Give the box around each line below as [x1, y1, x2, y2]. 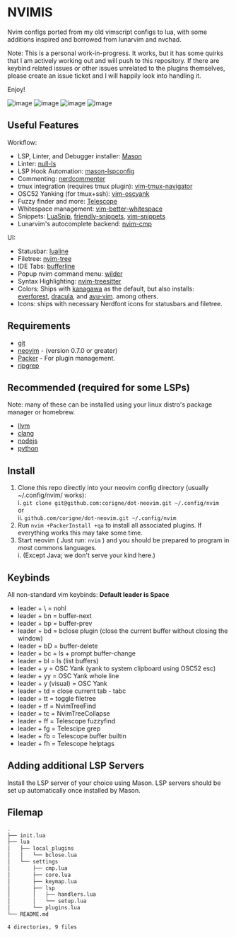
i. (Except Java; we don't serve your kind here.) [17, 551, 155, 559]
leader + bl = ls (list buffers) [17, 657, 99, 665]
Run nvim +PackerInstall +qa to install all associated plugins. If [17, 521, 202, 530]
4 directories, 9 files [7, 924, 78, 931]
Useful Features [7, 120, 79, 132]
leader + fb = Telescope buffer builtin [17, 732, 127, 740]
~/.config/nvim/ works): [17, 491, 87, 499]
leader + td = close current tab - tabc [17, 687, 126, 695]
